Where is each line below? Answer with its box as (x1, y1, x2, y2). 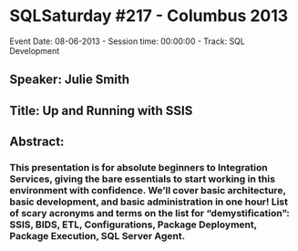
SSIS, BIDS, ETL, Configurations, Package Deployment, (9, 218, 257, 231)
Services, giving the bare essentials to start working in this (9, 173, 276, 185)
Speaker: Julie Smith (9, 72, 130, 88)
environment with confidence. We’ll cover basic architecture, (9, 184, 286, 197)
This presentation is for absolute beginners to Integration (9, 162, 268, 174)
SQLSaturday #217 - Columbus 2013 (9, 5, 289, 26)
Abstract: (9, 134, 65, 150)
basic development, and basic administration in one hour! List (9, 195, 289, 208)
